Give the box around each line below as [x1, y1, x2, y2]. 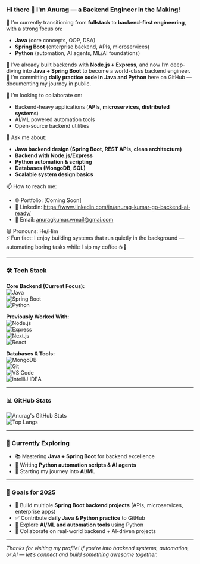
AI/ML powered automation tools [14, 116, 95, 123]
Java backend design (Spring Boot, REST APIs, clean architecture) [14, 146, 182, 153]
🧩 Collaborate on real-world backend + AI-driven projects [14, 528, 157, 535]
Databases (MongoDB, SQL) [14, 164, 86, 172]
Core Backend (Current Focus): [6, 282, 85, 289]
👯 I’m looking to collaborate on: [6, 92, 82, 99]
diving [6, 68, 22, 75]
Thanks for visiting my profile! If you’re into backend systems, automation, [6, 545, 189, 552]
